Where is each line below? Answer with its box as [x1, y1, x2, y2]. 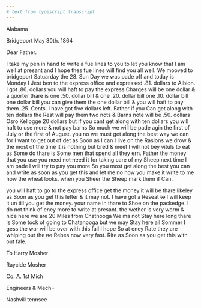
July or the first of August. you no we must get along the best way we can [6, 130, 189, 137]
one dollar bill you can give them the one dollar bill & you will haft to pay [6, 98, 184, 106]
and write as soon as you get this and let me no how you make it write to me [6, 169, 194, 176]
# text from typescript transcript [6, 8, 95, 15]
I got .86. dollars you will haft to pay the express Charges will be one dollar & [6, 85, 196, 93]
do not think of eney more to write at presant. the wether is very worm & [6, 205, 185, 213]
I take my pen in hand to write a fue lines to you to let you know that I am [6, 60, 186, 67]
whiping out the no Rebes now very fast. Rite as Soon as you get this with [6, 231, 188, 238]
